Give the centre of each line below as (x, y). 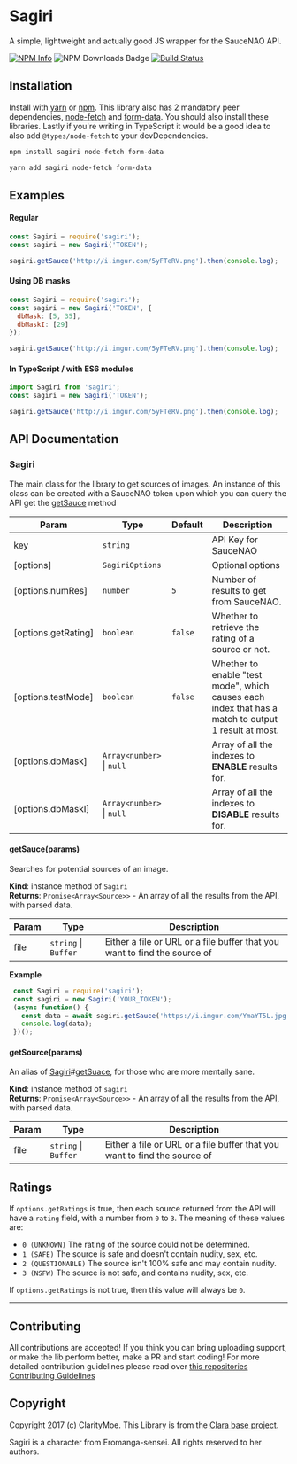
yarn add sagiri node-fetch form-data (80, 167)
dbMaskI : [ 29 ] (43, 324)
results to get (239, 590)
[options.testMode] (54, 697)
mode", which (240, 686)
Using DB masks (40, 281)
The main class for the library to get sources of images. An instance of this (145, 484)
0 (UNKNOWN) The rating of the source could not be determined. (136, 1245)
